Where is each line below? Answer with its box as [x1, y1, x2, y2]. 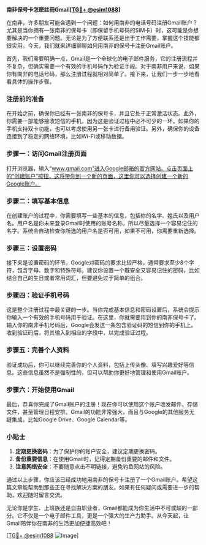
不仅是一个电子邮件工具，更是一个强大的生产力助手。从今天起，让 [22, 512, 189, 519]
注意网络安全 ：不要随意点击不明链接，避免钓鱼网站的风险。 [15, 463, 166, 470]
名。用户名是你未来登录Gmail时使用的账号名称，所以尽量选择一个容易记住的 [6, 219, 198, 227]
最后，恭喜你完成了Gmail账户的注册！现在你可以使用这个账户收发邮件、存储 [6, 400, 198, 408]
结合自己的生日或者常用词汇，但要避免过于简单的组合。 [6, 274, 146, 282]
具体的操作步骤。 [11, 78, 55, 85]
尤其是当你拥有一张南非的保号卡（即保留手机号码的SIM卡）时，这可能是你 [6, 27, 194, 34]
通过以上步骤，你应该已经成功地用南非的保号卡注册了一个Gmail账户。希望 [6, 476, 193, 483]
